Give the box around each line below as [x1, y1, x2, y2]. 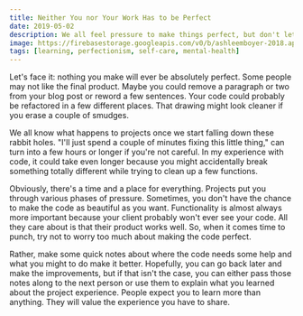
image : [9, 38, 34, 48]
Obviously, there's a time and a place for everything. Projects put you [9, 183, 267, 194]
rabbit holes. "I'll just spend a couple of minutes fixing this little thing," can [9, 137, 285, 148]
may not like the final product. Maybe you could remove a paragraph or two [9, 81, 290, 92]
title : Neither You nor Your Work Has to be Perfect [9, 13, 212, 23]
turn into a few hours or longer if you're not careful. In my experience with [9, 146, 284, 158]
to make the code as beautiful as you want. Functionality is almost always [9, 202, 282, 213]
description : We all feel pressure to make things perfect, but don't [9, 30, 280, 39]
